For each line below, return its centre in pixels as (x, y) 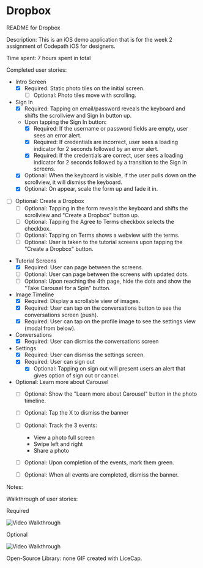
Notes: (15, 487)
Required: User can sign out (59, 362)
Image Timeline (35, 294)
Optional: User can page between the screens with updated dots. (106, 274)
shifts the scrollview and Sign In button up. (78, 116)
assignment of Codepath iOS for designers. (61, 46)
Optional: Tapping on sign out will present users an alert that (109, 369)
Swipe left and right (58, 444)
